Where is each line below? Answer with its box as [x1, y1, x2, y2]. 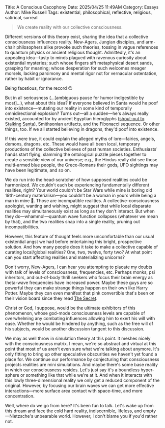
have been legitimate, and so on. [5, 167, 71, 173]
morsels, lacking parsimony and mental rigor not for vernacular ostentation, [5, 71, 158, 76]
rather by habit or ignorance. [5, 76, 63, 81]
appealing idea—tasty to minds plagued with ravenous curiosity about [5, 55, 147, 61]
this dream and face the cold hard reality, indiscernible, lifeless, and [5, 408, 142, 414]
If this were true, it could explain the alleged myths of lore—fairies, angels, [5, 136, 156, 142]
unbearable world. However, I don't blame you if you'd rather [34, 413, 158, 419]
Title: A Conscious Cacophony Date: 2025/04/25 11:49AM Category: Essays [5, 4, 159, 10]
